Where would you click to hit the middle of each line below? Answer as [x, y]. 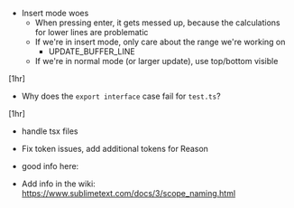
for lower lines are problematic [92, 32]
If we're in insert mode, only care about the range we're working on [160, 42]
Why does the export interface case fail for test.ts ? [121, 96]
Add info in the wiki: [58, 184]
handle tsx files [50, 131]
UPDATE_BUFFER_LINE [92, 52]
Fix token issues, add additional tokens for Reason [115, 149]
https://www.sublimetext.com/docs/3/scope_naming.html [129, 193]
